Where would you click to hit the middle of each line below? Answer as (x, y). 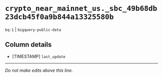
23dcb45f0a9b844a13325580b (59, 17)
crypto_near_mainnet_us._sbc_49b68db (81, 8)
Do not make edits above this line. (39, 70)
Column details (28, 45)
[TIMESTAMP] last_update (39, 56)
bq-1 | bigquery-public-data (33, 29)
